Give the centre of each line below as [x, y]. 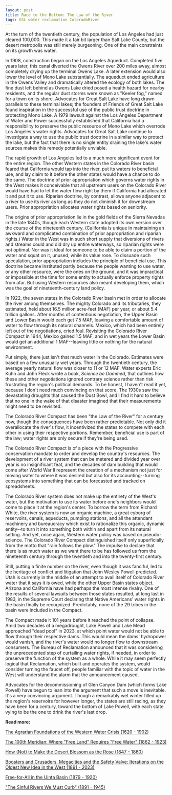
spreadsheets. [20, 486]
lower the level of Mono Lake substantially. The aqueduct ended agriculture [85, 77]
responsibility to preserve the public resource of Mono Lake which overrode [85, 126]
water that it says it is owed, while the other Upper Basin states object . [80, 583]
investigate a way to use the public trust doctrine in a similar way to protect [84, 137]
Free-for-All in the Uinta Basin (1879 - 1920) [51, 778]
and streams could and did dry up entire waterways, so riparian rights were [84, 244]
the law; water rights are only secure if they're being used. [67, 438]
